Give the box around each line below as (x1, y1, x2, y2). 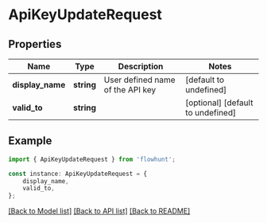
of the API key (103, 84, 157, 95)
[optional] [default (185, 97, 253, 108)
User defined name (103, 74, 176, 85)
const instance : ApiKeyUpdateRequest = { (8, 170, 148, 178)
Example (8, 134, 52, 148)
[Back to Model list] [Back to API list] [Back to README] (8, 206, 191, 216)
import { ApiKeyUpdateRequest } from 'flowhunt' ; (8, 155, 176, 163)
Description (118, 61, 164, 72)
